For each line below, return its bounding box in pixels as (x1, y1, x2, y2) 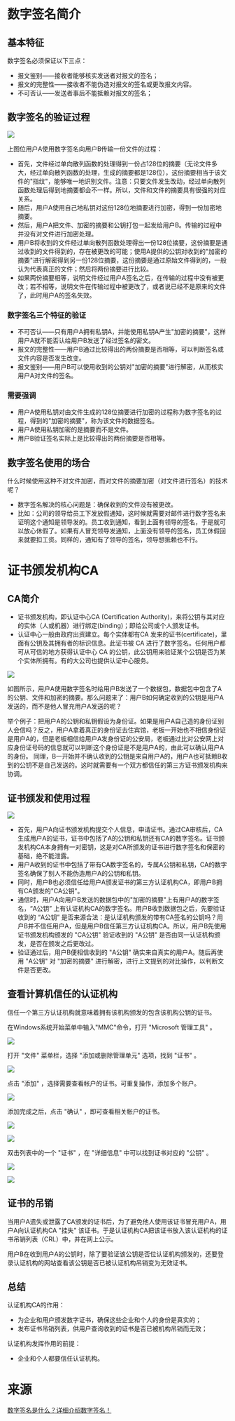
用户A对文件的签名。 (17, 371, 78, 380)
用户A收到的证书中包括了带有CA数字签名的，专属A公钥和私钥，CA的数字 (17, 860, 227, 869)
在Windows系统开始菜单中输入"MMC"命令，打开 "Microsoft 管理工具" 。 (7, 1022, 216, 1032)
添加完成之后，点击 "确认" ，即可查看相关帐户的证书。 (7, 1107, 164, 1116)
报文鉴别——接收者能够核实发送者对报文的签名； (17, 72, 159, 79)
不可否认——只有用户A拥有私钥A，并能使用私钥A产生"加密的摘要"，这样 (17, 328, 226, 336)
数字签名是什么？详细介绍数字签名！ (7, 1406, 112, 1415)
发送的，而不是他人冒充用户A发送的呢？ (7, 702, 122, 711)
